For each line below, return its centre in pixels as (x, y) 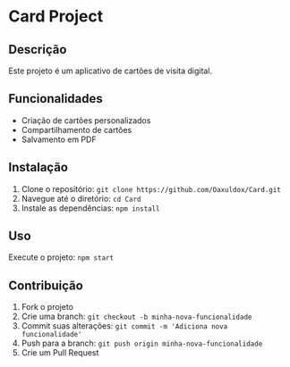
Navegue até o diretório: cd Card (81, 198)
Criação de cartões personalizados (86, 120)
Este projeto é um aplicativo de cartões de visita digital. (110, 71)
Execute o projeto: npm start (61, 257)
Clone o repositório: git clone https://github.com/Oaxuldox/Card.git (151, 188)
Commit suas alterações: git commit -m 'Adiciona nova (124, 326)
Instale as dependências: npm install (90, 208)
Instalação (38, 167)
